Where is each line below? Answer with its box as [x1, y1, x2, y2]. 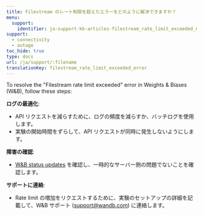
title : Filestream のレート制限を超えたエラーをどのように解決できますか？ [6, 8, 176, 15]
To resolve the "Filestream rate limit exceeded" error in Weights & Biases [6, 81, 187, 89]
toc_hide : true [6, 48, 45, 54]
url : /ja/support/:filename [6, 59, 77, 65]
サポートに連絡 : [6, 181, 45, 189]
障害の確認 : [6, 148, 35, 155]
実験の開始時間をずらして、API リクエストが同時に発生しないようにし [14, 128, 189, 136]
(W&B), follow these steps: [6, 88, 72, 95]
